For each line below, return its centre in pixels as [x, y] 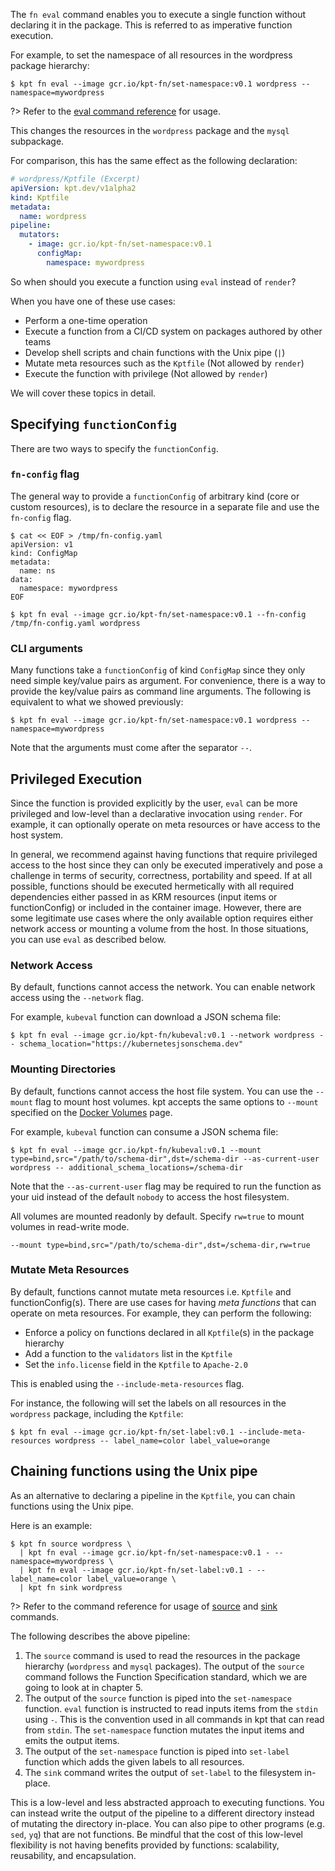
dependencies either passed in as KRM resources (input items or [144, 896]
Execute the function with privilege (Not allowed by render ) [146, 373]
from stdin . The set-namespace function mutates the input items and [164, 1730]
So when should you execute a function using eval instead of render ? [153, 281]
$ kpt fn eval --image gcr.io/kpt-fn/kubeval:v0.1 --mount [136, 1150]
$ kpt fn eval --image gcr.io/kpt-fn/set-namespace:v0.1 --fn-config [158, 614]
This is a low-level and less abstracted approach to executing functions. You [167, 1802]
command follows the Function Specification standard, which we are [166, 1676]
